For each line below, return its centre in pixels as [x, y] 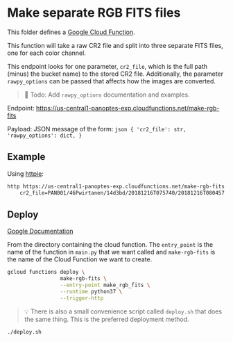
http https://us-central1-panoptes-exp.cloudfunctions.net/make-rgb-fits [116, 186]
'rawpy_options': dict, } [44, 136]
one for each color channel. [47, 53]
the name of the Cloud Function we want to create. [80, 259]
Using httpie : [25, 173]
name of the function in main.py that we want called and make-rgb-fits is [111, 252]
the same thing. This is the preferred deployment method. [106, 319]
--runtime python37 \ [91, 291]
